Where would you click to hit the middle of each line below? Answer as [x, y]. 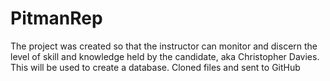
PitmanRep [56, 18]
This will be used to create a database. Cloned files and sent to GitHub [155, 67]
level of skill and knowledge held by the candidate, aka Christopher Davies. [165, 56]
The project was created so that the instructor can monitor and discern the [164, 46]
